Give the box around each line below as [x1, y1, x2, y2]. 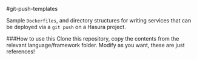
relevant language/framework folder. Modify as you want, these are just [6, 42, 185, 48]
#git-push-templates [6, 5, 58, 12]
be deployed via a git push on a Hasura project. [6, 24, 126, 30]
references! [6, 48, 35, 55]
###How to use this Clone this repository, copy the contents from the [6, 35, 179, 42]
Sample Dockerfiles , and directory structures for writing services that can [6, 17, 192, 24]
